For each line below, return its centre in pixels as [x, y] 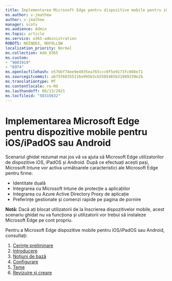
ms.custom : [17, 58]
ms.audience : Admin [26, 29]
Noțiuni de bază [29, 256]
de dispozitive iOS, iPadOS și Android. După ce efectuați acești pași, [77, 162]
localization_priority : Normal [39, 48]
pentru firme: [19, 173]
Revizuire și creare [32, 273]
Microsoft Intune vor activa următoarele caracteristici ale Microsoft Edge [82, 168]
